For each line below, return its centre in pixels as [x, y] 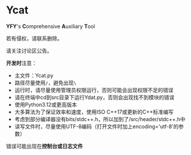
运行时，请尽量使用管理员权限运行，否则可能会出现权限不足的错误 [94, 90]
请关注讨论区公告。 [29, 51]
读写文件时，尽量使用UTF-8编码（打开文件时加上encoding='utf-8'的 [97, 126]
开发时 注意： [21, 63]
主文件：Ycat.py [34, 75]
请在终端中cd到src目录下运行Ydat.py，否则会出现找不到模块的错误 [94, 97]
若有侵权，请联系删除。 [34, 38]
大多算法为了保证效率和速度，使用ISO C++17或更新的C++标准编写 [94, 112]
